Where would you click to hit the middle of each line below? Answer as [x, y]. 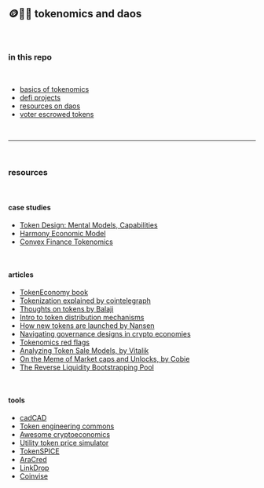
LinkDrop [34, 468]
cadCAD [33, 418]
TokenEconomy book [54, 292]
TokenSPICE [40, 451]
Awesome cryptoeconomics [65, 435]
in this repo [30, 56]
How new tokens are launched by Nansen [87, 326]
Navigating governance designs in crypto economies [105, 333]
